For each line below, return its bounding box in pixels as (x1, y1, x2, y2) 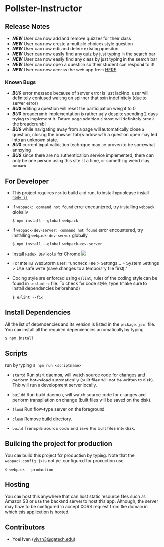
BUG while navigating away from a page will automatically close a (12, 126, 144, 132)
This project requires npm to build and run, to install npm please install (12, 190, 149, 196)
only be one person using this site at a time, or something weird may (12, 158, 150, 164)
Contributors (5, 523, 45, 531)
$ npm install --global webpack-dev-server (12, 242, 102, 247)
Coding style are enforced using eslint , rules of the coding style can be (12, 275, 158, 281)
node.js (12, 195, 28, 200)
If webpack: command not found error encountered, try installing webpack (12, 204, 155, 210)
